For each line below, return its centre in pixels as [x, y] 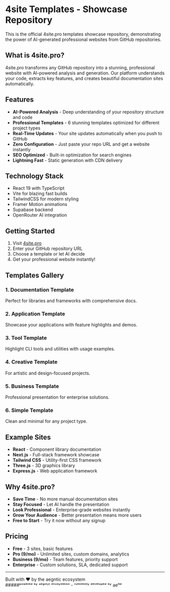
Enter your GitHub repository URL [47, 248]
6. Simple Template [29, 410]
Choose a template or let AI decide [49, 254]
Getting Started [30, 231]
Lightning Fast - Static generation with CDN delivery [68, 160]
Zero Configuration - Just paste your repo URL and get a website [81, 144]
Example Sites [28, 437]
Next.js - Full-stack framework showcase [56, 455]
